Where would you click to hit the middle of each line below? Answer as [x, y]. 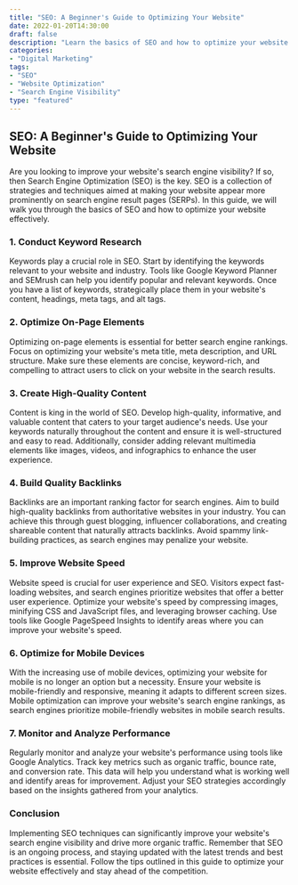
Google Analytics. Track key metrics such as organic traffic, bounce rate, [143, 762]
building [24, 540]
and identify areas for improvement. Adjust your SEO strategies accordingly [148, 781]
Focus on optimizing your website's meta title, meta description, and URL [143, 351]
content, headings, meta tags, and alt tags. [88, 299]
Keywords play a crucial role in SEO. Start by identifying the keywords [137, 261]
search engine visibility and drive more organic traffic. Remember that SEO [146, 842]
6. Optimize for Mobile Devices [77, 653]
